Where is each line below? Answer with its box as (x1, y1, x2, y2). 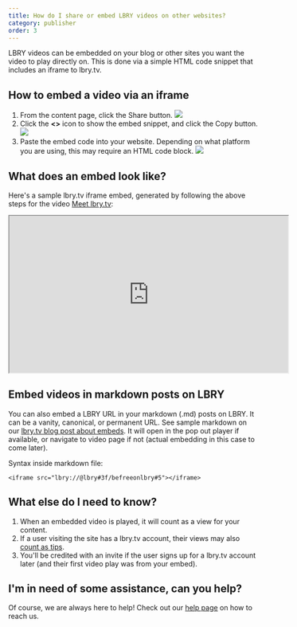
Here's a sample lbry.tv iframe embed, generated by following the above (8, 190, 246, 200)
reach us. (8, 611, 40, 621)
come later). (8, 443, 49, 453)
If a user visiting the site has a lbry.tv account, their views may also (19, 533, 240, 543)
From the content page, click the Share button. (19, 111, 173, 120)
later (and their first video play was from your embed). (19, 558, 197, 568)
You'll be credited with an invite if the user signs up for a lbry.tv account (19, 551, 256, 560)
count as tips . (19, 542, 65, 551)
